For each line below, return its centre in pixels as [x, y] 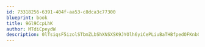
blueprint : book [27, 18]
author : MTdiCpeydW [31, 29]
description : [23, 35]
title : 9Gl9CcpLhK [30, 23]
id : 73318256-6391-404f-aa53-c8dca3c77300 [61, 12]
